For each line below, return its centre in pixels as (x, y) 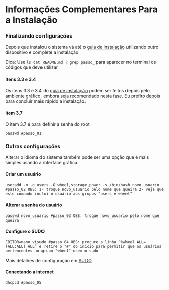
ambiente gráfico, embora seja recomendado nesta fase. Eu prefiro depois (83, 96)
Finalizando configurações (39, 36)
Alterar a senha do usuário (34, 205)
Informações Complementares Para (81, 9)
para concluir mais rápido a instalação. (46, 101)
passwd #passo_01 (24, 133)
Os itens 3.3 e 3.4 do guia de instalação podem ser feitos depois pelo (78, 90)
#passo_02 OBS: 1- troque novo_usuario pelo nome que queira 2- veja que (85, 189)
